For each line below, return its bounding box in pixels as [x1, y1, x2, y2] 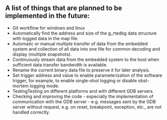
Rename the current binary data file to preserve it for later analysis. [12, 67, 151, 73]
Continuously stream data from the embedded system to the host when [12, 57, 160, 62]
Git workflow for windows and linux [12, 25, 85, 31]
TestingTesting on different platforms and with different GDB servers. [12, 88, 155, 94]
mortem [12, 83, 29, 89]
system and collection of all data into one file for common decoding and [12, 46, 161, 52]
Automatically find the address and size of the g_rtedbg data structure [12, 30, 157, 36]
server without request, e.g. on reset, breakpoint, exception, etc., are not [12, 104, 162, 110]
